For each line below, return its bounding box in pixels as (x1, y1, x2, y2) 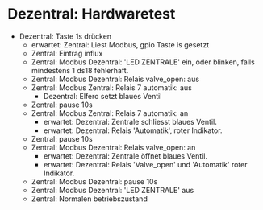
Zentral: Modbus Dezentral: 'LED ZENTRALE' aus (31, 185, 194, 195)
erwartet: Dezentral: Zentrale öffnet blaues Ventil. (43, 150, 207, 161)
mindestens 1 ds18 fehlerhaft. (31, 65, 129, 75)
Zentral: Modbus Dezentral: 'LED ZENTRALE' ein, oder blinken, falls (31, 57, 255, 67)
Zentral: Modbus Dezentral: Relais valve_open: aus (31, 74, 199, 84)
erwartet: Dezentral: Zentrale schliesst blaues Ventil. (43, 117, 217, 126)
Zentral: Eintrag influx (31, 48, 103, 58)
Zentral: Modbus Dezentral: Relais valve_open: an (31, 142, 196, 152)
